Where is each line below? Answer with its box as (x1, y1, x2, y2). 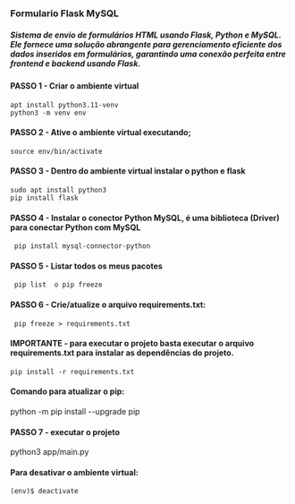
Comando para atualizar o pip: (10, 386, 125, 397)
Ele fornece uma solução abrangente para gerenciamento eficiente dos (10, 38, 282, 49)
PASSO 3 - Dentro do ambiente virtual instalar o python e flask (10, 166, 246, 176)
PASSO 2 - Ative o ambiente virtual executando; (10, 127, 191, 138)
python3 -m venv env (10, 108, 88, 117)
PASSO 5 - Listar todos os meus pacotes (10, 261, 164, 271)
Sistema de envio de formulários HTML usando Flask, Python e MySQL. (10, 30, 282, 40)
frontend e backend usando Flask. (10, 57, 141, 69)
